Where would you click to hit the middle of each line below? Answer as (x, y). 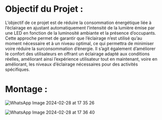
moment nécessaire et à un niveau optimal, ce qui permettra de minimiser (80, 43)
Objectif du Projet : (44, 9)
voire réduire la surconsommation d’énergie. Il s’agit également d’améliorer (80, 48)
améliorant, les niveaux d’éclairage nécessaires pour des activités (72, 64)
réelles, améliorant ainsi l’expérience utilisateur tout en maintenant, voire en (81, 59)
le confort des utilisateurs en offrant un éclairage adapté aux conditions (77, 54)
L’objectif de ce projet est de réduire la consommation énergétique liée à (78, 23)
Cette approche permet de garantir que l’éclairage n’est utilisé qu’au (74, 38)
